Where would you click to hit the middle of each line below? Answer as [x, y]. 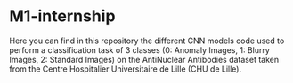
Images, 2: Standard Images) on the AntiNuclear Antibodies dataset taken [144, 59]
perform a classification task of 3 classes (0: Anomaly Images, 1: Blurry [139, 49]
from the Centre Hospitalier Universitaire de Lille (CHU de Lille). [126, 69]
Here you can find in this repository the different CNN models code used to [147, 41]
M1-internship [62, 16]
